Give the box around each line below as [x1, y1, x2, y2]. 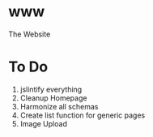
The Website [8, 29, 51, 39]
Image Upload [19, 118, 67, 128]
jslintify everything [19, 84, 83, 94]
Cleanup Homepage [19, 92, 87, 103]
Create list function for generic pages [19, 110, 146, 120]
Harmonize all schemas [19, 101, 99, 111]
